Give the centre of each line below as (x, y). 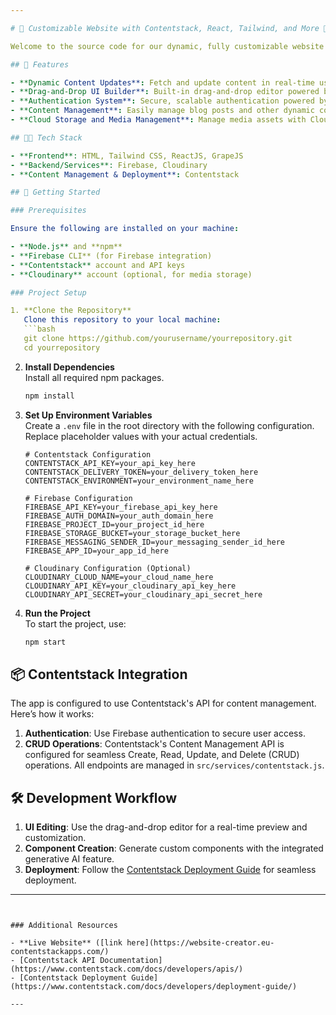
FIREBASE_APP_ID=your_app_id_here (96, 551)
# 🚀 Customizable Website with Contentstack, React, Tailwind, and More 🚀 (169, 28)
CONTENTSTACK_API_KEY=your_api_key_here (110, 463)
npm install (49, 396)
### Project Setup (48, 292)
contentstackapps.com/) (60, 952)
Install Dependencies (69, 367)
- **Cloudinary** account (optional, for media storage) (131, 274)
